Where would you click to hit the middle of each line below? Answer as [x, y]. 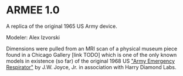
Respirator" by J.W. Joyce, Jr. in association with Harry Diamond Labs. [91, 67]
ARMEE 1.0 [33, 10]
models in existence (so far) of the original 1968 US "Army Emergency [90, 61]
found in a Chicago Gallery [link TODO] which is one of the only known [91, 55]
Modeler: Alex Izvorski [33, 37]
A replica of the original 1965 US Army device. [62, 26]
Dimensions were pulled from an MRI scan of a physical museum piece [92, 48]
